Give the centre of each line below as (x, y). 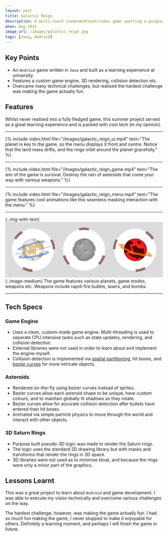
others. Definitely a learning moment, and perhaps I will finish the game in (81, 524)
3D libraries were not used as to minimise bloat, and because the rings (85, 460)
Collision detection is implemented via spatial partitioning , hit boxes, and (87, 359)
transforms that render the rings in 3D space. (59, 454)
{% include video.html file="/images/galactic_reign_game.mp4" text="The (81, 169)
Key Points (22, 58)
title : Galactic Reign (29, 16)
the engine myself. (31, 353)
